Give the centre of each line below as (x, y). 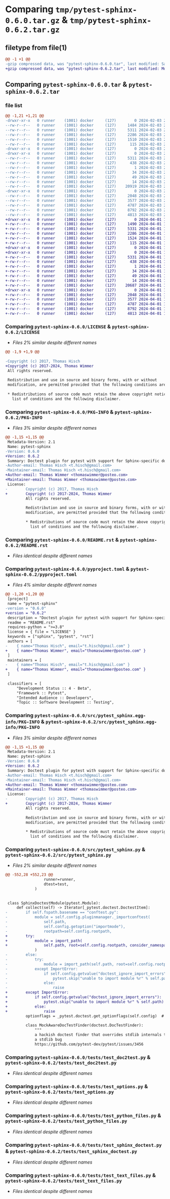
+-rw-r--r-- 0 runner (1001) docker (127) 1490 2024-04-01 (83, 224)
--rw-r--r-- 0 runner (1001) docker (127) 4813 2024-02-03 (83, 215)
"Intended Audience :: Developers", (55, 698)
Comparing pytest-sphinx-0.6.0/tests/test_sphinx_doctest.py (83, 1145)
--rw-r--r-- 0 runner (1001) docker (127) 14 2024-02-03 (83, 182)
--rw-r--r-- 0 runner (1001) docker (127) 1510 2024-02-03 (83, 139)
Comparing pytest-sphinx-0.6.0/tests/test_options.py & (77, 1086)
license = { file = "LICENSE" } (41, 632)
